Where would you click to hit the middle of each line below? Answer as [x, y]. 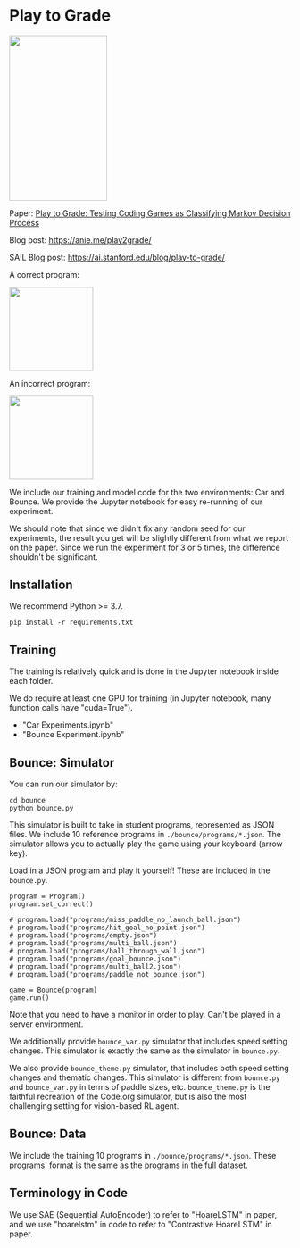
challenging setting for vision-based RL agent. [94, 1106]
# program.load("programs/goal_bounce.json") [95, 959]
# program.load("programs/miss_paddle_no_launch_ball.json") [125, 919]
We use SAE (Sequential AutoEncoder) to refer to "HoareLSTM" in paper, [143, 1214]
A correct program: [45, 274]
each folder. [31, 681]
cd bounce [28, 800]
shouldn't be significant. [54, 557]
